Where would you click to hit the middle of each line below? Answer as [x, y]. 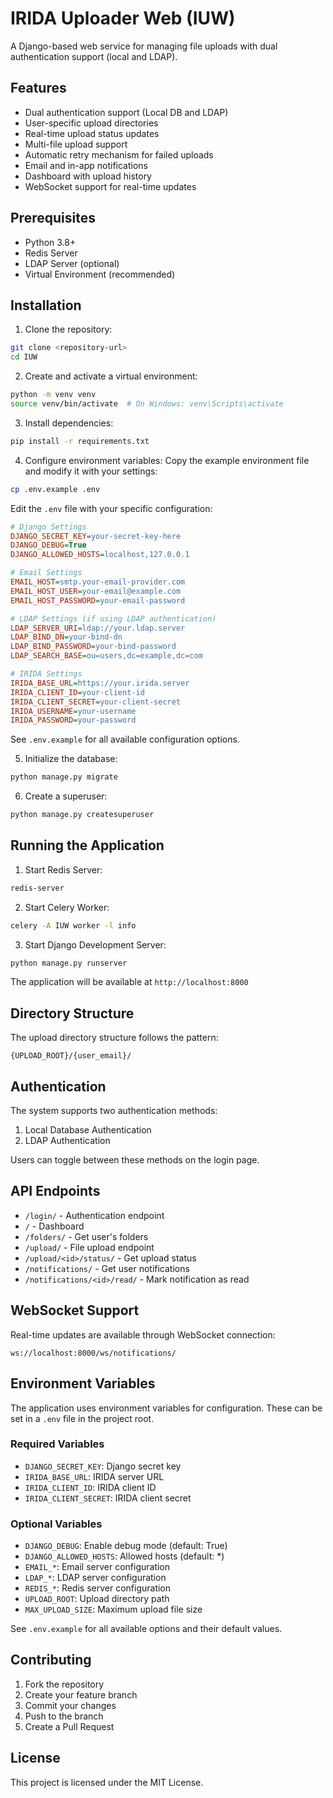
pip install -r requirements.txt [80, 441]
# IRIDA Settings [46, 674]
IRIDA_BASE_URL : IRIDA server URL [94, 1476]
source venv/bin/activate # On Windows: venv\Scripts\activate [147, 404]
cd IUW [24, 357]
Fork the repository [64, 1684]
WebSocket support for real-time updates [110, 186]
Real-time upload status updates [92, 133]
